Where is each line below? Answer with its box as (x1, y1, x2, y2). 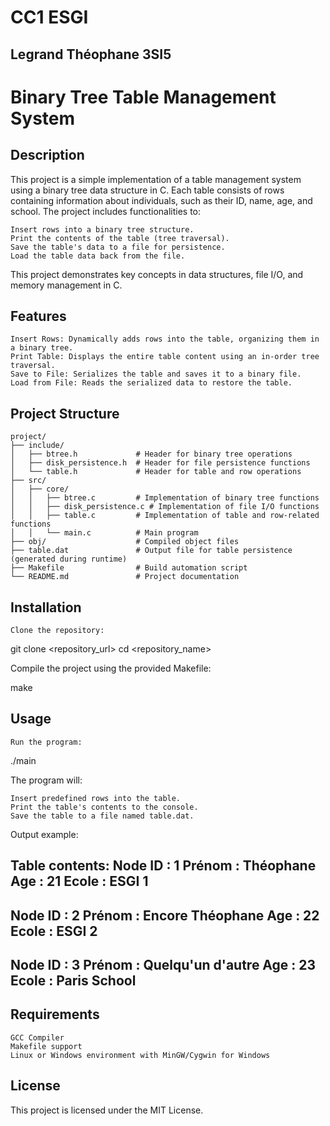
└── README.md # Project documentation (10, 572, 240, 582)
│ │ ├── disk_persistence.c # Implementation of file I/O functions (10, 502, 320, 512)
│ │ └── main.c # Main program (10, 528, 199, 538)
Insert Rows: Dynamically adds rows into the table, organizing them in (10, 334, 320, 345)
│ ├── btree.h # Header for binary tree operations (10, 449, 293, 460)
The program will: (10, 774, 83, 786)
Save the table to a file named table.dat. (10, 811, 195, 821)
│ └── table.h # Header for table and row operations (10, 467, 302, 477)
